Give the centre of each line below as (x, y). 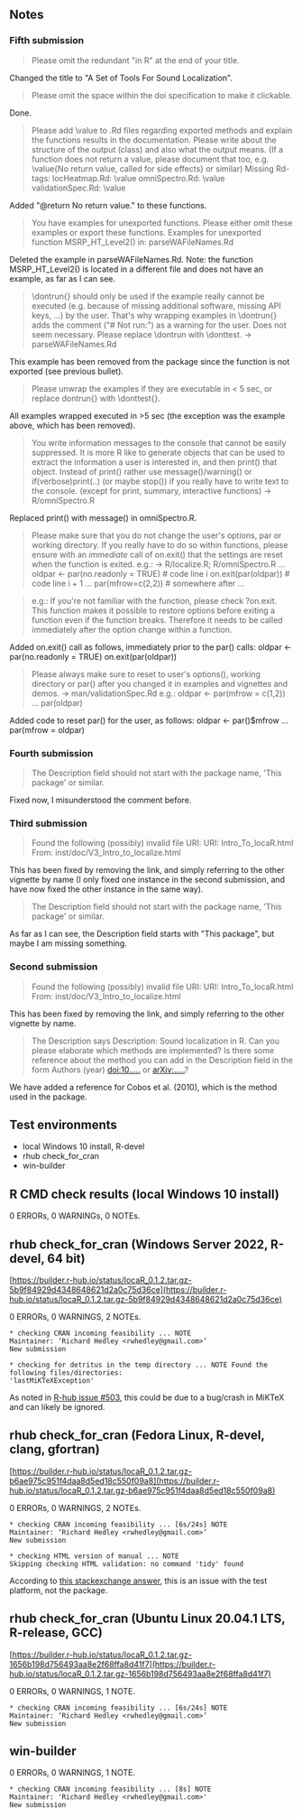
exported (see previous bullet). (67, 371)
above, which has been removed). (73, 425)
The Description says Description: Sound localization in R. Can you (155, 1041)
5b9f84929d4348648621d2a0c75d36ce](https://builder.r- (118, 1290)
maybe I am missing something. (69, 943)
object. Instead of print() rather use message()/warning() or (142, 471)
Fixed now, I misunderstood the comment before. (101, 800)
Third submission (48, 823)
